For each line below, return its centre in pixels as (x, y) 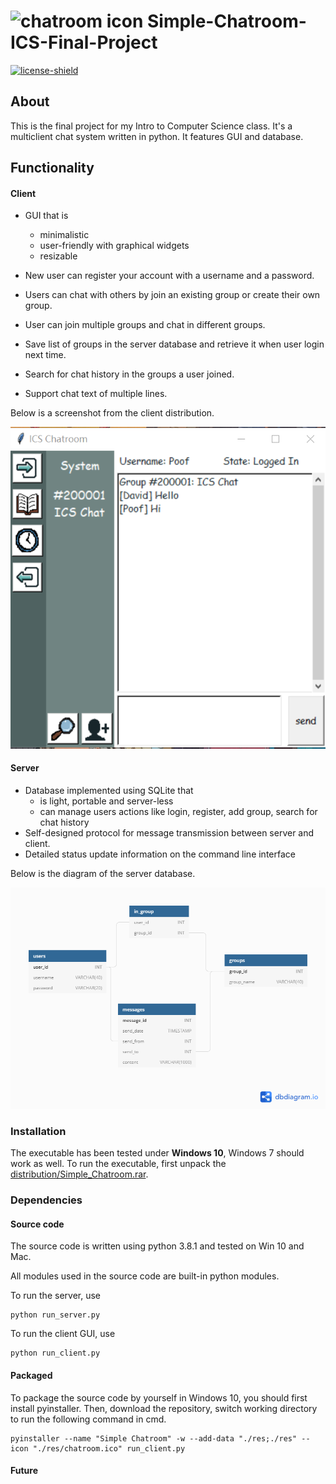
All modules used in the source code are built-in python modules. (145, 1276)
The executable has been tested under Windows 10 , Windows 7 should (157, 1153)
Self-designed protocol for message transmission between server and (169, 832)
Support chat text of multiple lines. (96, 394)
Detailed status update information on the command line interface (160, 854)
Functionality (52, 168)
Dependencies (46, 1200)
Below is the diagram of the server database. (103, 873)
